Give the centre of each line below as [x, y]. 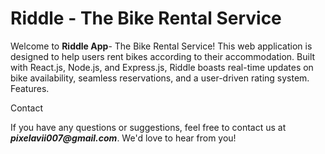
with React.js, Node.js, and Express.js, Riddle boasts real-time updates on [162, 67]
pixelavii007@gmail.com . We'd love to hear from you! [123, 138]
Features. [30, 88]
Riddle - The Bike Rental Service [146, 18]
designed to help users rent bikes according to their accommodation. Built [163, 56]
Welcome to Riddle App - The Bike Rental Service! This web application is [161, 46]
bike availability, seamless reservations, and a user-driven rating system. [160, 78]
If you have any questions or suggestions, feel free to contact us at [148, 127]
